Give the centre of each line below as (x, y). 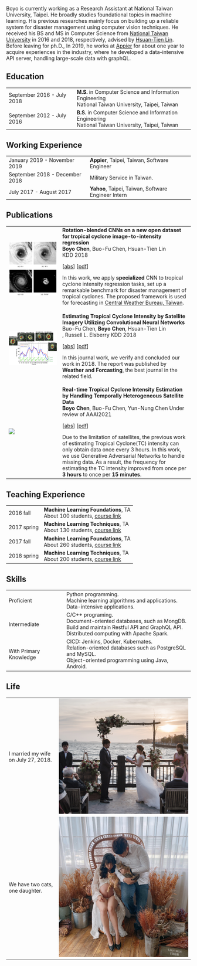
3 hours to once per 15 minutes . (102, 474)
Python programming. (93, 594)
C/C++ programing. (90, 615)
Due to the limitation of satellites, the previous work (124, 437)
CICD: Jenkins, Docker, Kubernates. (110, 642)
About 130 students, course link (82, 530)
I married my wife (30, 754)
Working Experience (44, 145)
